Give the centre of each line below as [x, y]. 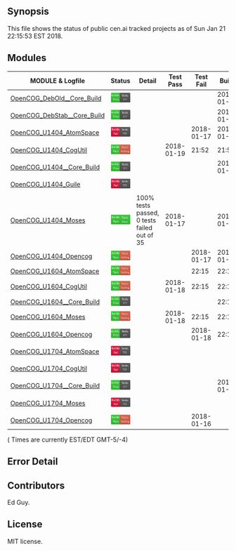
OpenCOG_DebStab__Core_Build [58, 116]
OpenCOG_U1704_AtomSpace [55, 351]
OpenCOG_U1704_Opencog [51, 420]
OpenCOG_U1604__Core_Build [55, 302]
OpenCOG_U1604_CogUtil [49, 286]
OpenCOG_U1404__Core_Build [55, 167]
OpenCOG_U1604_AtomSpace [55, 271]
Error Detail [33, 462]
